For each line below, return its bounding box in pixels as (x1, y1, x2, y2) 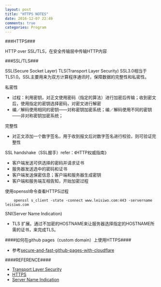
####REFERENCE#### (5, 257, 51, 263)
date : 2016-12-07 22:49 (5, 16, 53, 21)
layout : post (5, 7, 31, 12)
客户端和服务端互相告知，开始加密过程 (12, 178, 88, 184)
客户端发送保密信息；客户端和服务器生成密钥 (12, 172, 102, 178)
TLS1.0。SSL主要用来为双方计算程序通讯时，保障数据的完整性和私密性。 (5, 74, 149, 80)
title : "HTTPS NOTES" (5, 12, 49, 16)
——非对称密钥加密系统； (12, 113, 63, 119)
